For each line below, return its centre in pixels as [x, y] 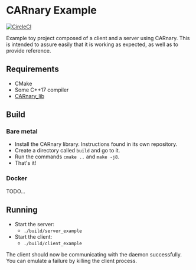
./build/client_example [53, 243]
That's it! [25, 163]
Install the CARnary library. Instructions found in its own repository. [96, 144]
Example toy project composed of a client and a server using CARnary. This [98, 38]
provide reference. [29, 50]
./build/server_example [53, 231]
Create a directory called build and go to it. [67, 151]
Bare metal [22, 132]
